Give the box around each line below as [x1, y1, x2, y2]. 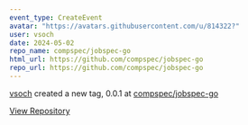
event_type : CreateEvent [9, 13, 103, 22]
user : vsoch [9, 30, 54, 39]
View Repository [9, 105, 70, 116]
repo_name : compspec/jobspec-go [9, 47, 131, 56]
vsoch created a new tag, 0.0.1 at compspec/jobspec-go [9, 87, 219, 99]
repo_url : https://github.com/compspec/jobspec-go [9, 64, 204, 73]
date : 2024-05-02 [9, 38, 75, 48]
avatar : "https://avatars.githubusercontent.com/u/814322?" [9, 22, 241, 31]
